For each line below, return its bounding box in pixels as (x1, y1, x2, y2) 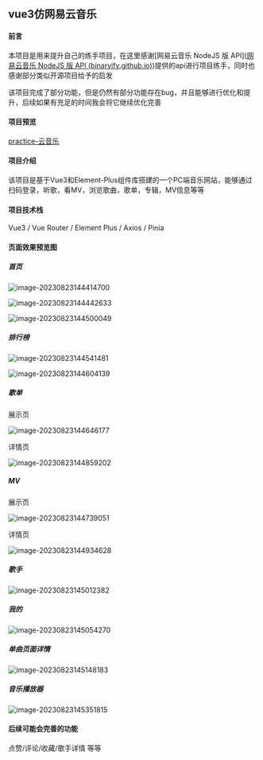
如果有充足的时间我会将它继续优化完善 (35, 97, 161, 107)
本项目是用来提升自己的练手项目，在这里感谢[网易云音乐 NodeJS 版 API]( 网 (8, 50, 254, 60)
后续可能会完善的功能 (8, 724, 78, 734)
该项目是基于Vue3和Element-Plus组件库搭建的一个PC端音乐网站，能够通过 (8, 175, 253, 185)
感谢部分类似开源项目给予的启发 (8, 70, 113, 80)
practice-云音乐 (8, 136, 60, 146)
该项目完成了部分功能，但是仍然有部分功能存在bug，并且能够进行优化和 (8, 87, 244, 97)
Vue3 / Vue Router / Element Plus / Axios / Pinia (8, 223, 164, 233)
